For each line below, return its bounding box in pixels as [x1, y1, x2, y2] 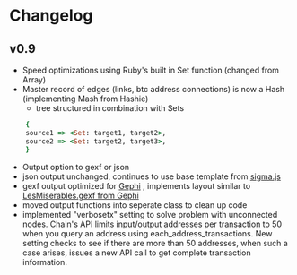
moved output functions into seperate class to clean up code [22, 199, 248, 211]
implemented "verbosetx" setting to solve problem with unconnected [22, 209, 278, 219]
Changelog [9, 5, 93, 26]
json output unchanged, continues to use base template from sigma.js [22, 171, 281, 182]
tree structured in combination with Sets [35, 103, 185, 113]
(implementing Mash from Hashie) [22, 93, 149, 104]
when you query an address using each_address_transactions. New [22, 228, 273, 238]
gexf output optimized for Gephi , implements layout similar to [22, 180, 251, 191]
